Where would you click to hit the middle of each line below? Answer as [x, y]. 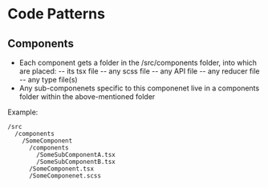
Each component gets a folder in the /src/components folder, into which [138, 62]
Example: [23, 112]
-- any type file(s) [48, 80]
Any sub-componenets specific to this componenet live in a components [139, 88]
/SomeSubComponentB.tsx [76, 162]
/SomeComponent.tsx [61, 169]
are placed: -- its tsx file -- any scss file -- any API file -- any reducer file [139, 71]
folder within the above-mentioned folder [87, 96]
